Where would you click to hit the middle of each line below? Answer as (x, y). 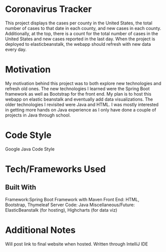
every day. (16, 49)
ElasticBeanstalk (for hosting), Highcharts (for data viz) (61, 210)
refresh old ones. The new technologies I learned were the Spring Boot (78, 89)
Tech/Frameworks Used (55, 169)
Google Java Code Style (30, 149)
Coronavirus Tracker (49, 9)
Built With (21, 188)
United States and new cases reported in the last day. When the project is (80, 39)
